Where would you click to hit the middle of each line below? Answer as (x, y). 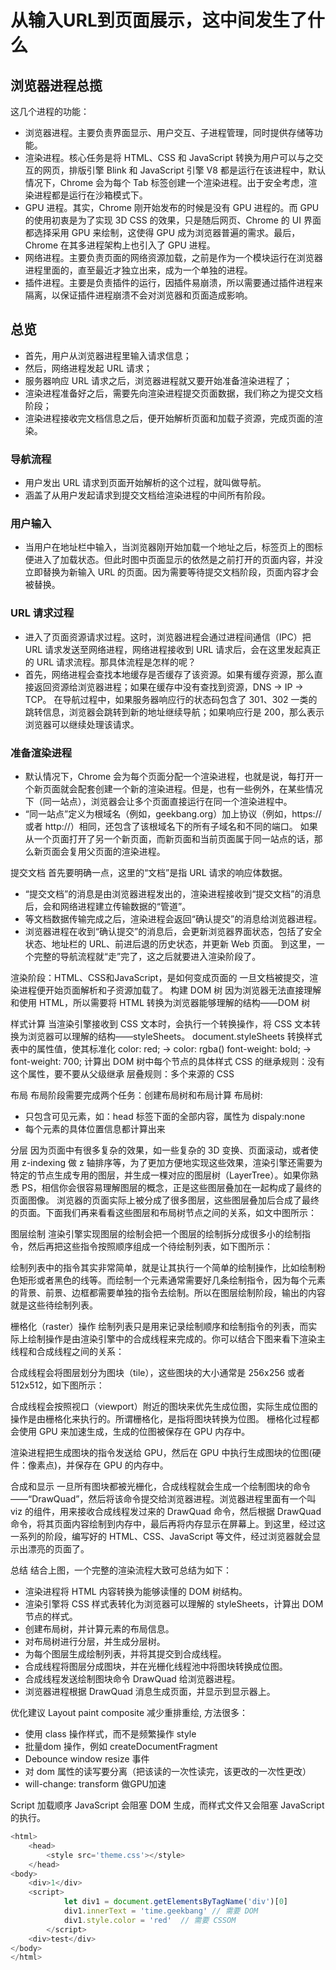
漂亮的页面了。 (58, 1549)
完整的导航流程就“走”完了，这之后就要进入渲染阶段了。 (147, 956)
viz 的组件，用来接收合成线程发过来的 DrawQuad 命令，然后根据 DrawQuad (166, 1511)
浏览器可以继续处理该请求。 (82, 724)
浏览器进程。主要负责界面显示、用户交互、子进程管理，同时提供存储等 (169, 132)
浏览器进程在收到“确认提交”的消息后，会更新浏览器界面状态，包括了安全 (173, 931)
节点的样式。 (51, 1616)
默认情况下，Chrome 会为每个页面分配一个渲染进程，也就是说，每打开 (169, 776)
